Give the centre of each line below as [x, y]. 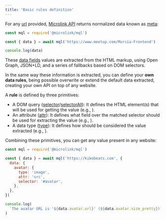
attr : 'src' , [32, 177]
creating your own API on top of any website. [51, 86]
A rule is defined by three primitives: [42, 95]
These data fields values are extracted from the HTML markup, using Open [82, 60]
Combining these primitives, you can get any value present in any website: [81, 140]
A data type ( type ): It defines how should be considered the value [79, 126]
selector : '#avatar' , [41, 181]
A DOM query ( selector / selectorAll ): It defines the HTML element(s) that [85, 105]
